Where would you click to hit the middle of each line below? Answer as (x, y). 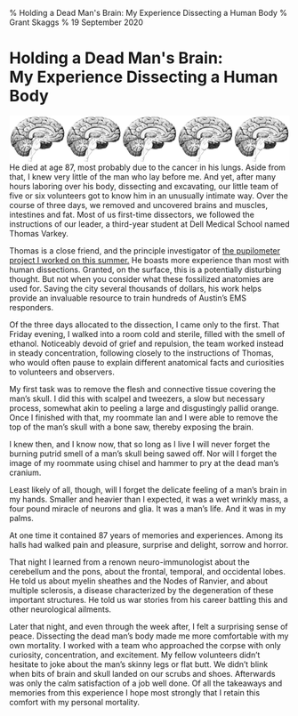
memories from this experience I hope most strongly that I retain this (135, 693)
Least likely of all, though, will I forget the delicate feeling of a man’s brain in (148, 490)
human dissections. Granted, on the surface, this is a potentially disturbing (145, 270)
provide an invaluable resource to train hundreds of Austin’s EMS (128, 298)
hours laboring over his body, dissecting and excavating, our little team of (144, 187)
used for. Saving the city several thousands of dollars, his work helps (136, 289)
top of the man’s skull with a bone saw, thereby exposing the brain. (132, 427)
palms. (21, 519)
